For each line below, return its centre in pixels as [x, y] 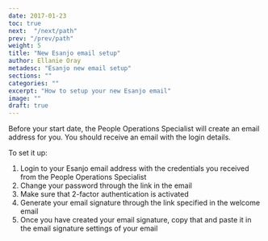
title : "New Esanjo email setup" [65, 53]
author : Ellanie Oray [45, 61]
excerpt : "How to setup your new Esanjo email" [90, 91]
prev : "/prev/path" [41, 38]
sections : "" [30, 76]
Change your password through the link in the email [106, 185]
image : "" [25, 98]
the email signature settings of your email [89, 229]
